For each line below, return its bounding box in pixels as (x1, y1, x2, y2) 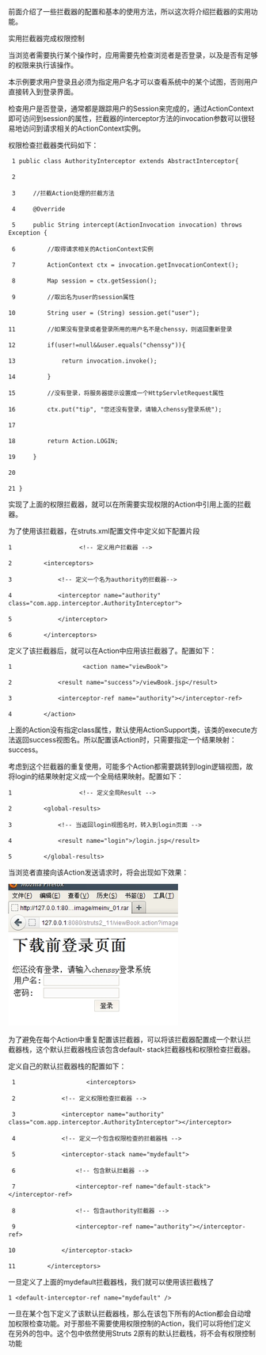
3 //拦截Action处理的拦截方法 (11, 189, 115, 197)
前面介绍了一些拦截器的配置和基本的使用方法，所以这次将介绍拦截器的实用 (8, 7, 251, 16)
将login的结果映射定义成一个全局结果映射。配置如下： (8, 772, 184, 781)
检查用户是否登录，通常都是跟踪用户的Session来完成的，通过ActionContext (8, 104, 254, 113)
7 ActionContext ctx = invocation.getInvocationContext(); (11, 261, 239, 269)
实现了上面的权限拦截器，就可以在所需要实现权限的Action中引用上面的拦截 (8, 499, 252, 509)
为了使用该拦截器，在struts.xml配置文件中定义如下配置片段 (8, 526, 200, 536)
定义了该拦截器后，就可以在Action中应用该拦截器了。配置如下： (8, 646, 217, 655)
